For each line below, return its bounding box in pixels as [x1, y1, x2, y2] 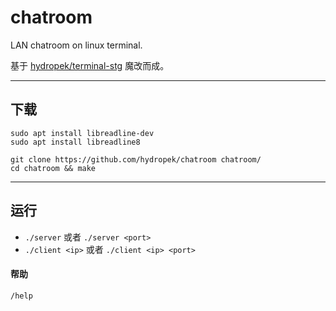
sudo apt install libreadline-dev [10, 128, 155, 138]
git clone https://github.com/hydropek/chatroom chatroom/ [10, 154, 262, 165]
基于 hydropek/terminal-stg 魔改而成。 [10, 59, 170, 71]
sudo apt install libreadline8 [10, 137, 141, 147]
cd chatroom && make [10, 163, 97, 173]
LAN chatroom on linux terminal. [10, 39, 143, 51]
